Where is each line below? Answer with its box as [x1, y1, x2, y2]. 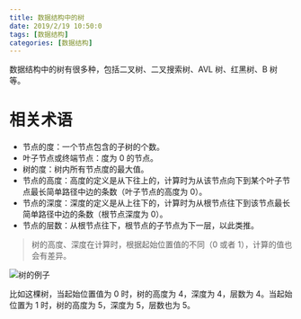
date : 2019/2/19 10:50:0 [9, 22, 102, 31]
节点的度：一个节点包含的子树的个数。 [22, 141, 164, 153]
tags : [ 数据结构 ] [9, 30, 69, 39]
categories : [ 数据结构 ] [9, 38, 93, 48]
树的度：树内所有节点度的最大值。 [22, 164, 149, 175]
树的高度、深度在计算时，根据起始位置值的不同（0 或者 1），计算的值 [31, 239, 285, 250]
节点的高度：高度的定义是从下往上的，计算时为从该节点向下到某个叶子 [22, 175, 283, 186]
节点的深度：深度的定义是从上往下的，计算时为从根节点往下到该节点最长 [22, 198, 290, 208]
